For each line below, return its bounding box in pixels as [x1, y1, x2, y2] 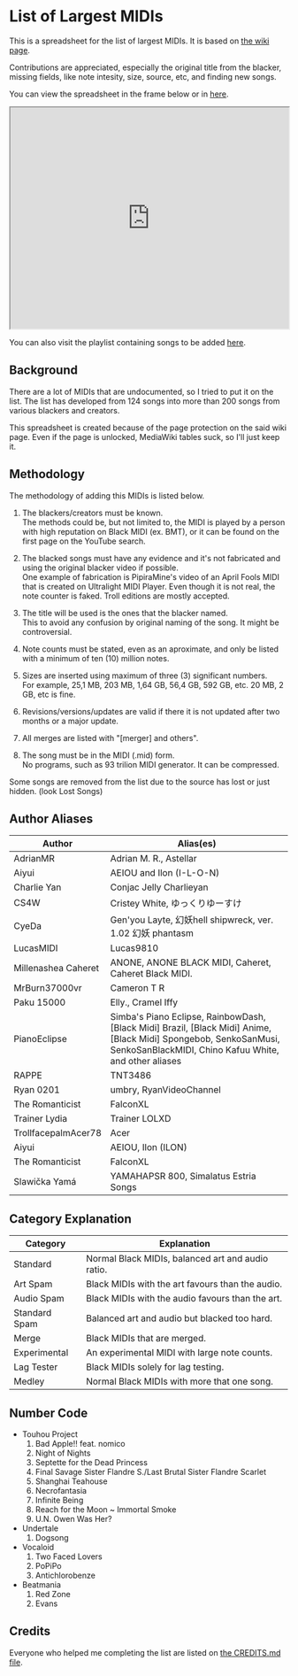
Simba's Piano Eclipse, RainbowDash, [110, 1011, 266, 1023]
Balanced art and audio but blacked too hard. [85, 1312, 272, 1325]
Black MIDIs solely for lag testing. [85, 1361, 225, 1373]
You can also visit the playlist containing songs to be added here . [9, 336, 246, 347]
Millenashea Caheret [13, 962, 100, 975]
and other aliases [110, 1055, 182, 1068]
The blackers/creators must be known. [21, 507, 164, 518]
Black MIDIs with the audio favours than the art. [85, 1293, 283, 1305]
